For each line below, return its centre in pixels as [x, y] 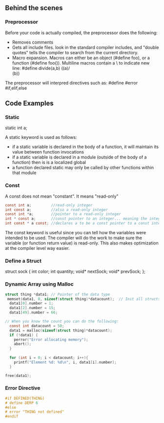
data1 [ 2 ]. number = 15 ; [32, 308]
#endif [12, 417]
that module [24, 173]
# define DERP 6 [21, 403]
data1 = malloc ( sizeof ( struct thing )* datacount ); [61, 330]
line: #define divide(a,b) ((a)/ [41, 68]
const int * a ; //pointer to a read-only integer [63, 214]
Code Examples [29, 103]
